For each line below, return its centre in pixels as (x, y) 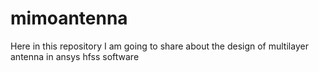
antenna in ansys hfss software (75, 56)
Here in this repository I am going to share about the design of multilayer (159, 46)
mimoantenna (69, 18)
